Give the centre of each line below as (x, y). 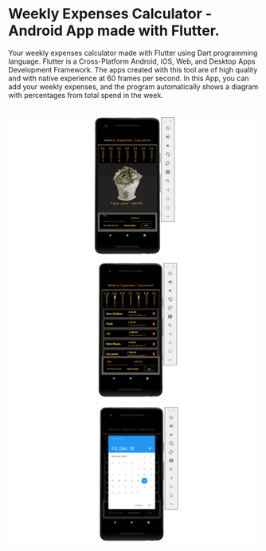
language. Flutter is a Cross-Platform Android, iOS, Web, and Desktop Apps (132, 61)
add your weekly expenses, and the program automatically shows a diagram (133, 86)
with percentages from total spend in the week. (86, 95)
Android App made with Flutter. (114, 31)
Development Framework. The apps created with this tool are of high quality (133, 69)
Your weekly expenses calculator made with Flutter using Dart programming (133, 53)
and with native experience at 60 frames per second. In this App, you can (129, 78)
